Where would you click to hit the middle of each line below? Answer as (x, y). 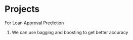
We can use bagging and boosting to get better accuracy (70, 32)
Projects (22, 9)
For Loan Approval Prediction (34, 23)
